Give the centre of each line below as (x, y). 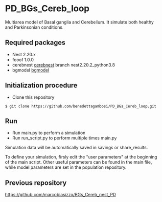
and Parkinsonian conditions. (34, 27)
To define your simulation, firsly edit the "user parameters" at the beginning (81, 157)
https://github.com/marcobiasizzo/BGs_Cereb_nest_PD (60, 195)
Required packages (35, 43)
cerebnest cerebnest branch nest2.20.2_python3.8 (63, 65)
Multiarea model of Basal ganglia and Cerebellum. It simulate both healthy (80, 22)
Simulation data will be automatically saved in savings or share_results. (77, 148)
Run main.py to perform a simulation (49, 133)
